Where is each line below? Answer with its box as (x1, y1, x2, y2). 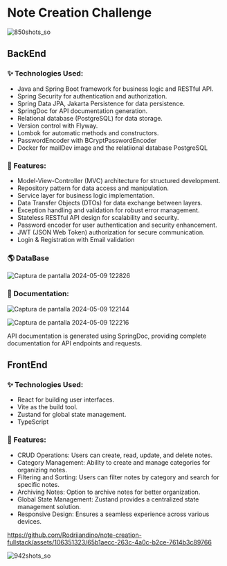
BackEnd (7, 48, 46, 60)
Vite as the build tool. (17, 403, 78, 411)
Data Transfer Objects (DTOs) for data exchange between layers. (17, 198, 203, 207)
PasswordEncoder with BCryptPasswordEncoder (17, 136, 157, 144)
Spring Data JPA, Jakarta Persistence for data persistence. (17, 99, 185, 108)
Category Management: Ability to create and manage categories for (17, 458, 210, 466)
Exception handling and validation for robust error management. (17, 206, 200, 214)
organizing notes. (17, 465, 67, 474)
